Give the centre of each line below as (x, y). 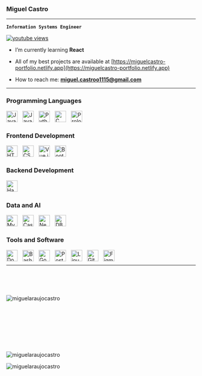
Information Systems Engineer (44, 27)
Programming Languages (44, 101)
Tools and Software (35, 240)
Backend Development (40, 170)
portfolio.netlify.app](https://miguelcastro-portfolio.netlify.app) (92, 68)
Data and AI (23, 205)
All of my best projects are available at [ (64, 61)
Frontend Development (41, 135)
